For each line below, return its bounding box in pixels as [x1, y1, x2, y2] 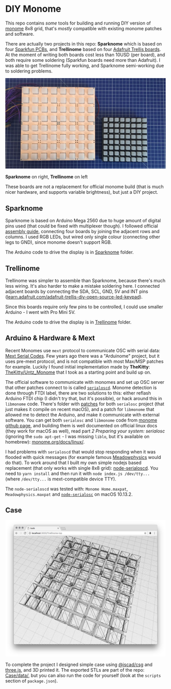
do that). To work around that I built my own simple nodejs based [5, 460, 141, 466]
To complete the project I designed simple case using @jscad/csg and [5, 661, 153, 668]
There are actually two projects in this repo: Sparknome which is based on [5, 40, 162, 47]
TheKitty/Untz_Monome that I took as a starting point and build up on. [5, 369, 152, 375]
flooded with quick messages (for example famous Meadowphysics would [5, 454, 161, 460]
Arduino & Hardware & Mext [5, 334, 95, 342]
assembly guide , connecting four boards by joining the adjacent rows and [5, 228, 160, 235]
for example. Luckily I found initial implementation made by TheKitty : [5, 363, 150, 370]
